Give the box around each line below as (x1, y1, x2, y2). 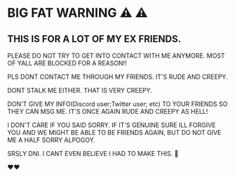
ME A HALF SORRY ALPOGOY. (7, 136, 96, 144)
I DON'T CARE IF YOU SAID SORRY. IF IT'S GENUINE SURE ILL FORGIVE (7, 121, 216, 129)
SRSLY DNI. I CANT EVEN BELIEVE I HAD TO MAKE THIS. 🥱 (7, 150, 179, 157)
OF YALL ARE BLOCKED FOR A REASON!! (7, 59, 128, 67)
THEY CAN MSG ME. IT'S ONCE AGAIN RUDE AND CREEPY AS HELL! (7, 107, 208, 115)
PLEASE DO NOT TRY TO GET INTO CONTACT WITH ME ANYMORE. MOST (7, 51, 226, 60)
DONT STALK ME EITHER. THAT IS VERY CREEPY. (7, 86, 152, 94)
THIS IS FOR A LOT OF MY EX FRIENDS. (7, 33, 181, 45)
